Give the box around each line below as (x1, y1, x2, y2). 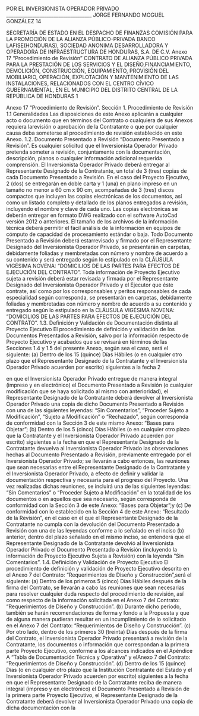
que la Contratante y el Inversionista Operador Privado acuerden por (6, 432, 174, 439)
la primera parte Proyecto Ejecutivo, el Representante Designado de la (6, 692, 178, 699)
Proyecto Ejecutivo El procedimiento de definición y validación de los (6, 326, 175, 332)
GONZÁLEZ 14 (6, 18, 42, 24)
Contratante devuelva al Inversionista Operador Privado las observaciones (6, 445, 188, 452)
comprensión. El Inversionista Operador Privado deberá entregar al (6, 161, 170, 168)
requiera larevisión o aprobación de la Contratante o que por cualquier (6, 123, 178, 130)
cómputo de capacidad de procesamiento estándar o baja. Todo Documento (6, 231, 193, 238)
